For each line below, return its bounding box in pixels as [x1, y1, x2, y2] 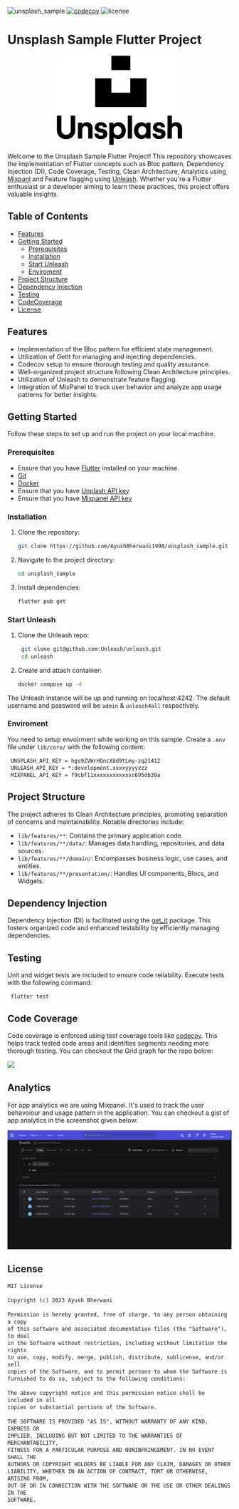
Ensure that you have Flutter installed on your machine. [17, 463, 180, 472]
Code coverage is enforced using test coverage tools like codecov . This [7, 1031, 218, 1040]
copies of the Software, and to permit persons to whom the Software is [7, 1369, 228, 1376]
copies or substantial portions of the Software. [7, 1404, 158, 1411]
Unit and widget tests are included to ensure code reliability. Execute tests [7, 971, 225, 979]
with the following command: [7, 979, 92, 987]
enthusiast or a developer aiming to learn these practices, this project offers [7, 182, 230, 190]
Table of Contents [7, 210, 89, 222]
